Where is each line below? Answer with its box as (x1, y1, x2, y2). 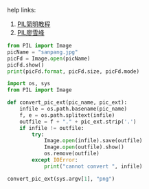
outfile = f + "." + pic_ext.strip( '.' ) (19, 118, 137, 125)
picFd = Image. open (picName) (7, 55, 91, 62)
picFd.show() (7, 61, 45, 68)
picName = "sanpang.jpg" (7, 48, 78, 56)
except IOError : (32, 157, 78, 164)
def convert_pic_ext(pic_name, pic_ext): (7, 99, 128, 106)
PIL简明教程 (16, 20, 51, 28)
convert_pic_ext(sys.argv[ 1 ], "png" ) (7, 175, 115, 182)
